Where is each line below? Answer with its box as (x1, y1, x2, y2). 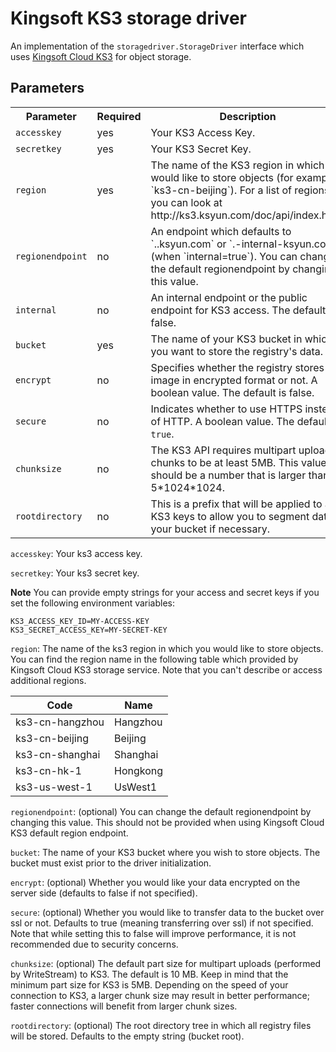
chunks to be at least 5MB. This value (150, 455, 327, 469)
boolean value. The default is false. (150, 385, 315, 399)
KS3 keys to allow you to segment (150, 509, 310, 523)
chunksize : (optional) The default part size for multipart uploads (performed (10, 957, 322, 969)
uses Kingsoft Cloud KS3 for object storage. (10, 50, 192, 62)
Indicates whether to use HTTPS (150, 402, 303, 416)
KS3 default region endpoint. (10, 827, 129, 839)
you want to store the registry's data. (150, 344, 324, 358)
